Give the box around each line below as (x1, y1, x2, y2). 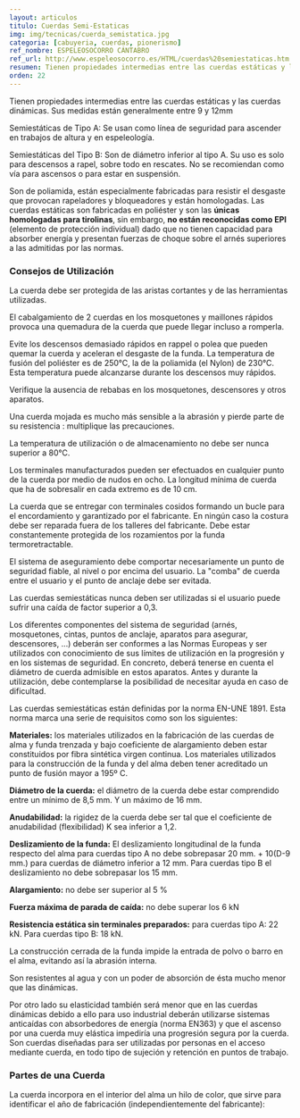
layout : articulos (9, 13, 78, 22)
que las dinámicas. (9, 982, 79, 993)
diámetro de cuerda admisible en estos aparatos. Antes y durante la (9, 667, 259, 678)
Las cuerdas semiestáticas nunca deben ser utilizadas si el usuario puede (9, 593, 281, 604)
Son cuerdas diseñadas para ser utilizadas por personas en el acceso (9, 1038, 266, 1048)
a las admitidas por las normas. (9, 242, 124, 253)
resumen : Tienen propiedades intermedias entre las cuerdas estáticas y (9, 63, 286, 72)
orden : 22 (9, 71, 46, 80)
